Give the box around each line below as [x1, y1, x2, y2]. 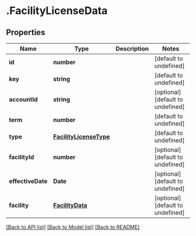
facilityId [9, 153, 34, 161]
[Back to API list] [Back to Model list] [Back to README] [6, 224, 140, 230]
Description [116, 45, 149, 53]
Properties [6, 27, 45, 37]
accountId [9, 95, 38, 103]
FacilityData [53, 202, 87, 209]
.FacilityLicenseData [6, 4, 108, 18]
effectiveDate [9, 177, 48, 185]
